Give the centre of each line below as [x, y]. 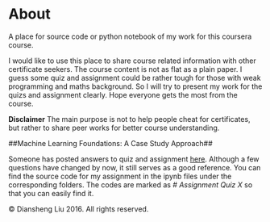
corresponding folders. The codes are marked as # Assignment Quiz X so [131, 184]
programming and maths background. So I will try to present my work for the [135, 86]
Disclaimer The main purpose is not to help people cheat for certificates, [130, 119]
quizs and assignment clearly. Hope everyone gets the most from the [123, 94]
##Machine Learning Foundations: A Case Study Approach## [111, 143]
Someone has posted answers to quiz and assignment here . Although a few [134, 159]
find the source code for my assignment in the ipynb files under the [120, 176]
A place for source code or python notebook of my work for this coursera [130, 36]
